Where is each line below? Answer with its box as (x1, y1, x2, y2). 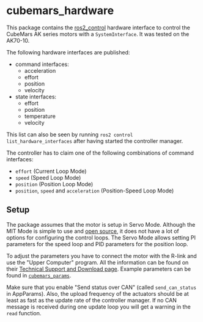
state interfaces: (15, 93, 57, 100)
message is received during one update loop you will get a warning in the (6, 303, 191, 310)
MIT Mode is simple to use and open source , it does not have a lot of (6, 227, 179, 235)
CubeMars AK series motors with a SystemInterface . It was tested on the (6, 30, 190, 37)
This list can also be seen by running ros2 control (6, 131, 133, 138)
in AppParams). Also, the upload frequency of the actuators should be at (6, 290, 190, 297)
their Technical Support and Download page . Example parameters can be (6, 265, 191, 273)
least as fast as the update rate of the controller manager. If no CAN (6, 296, 177, 304)
